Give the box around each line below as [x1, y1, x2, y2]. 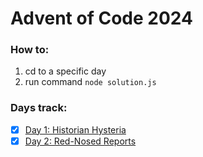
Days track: [10, 101, 68, 115]
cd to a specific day [24, 65, 107, 77]
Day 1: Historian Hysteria [24, 123, 127, 136]
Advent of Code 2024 [10, 7, 193, 30]
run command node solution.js [24, 76, 157, 88]
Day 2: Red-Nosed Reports [24, 135, 137, 147]
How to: [10, 43, 50, 57]
